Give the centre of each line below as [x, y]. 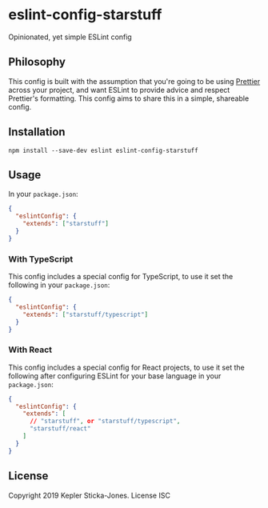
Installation [37, 132]
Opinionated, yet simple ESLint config [70, 37]
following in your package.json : [59, 285]
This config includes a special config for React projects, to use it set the [127, 367]
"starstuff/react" [60, 429]
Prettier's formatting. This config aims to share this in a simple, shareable [129, 98]
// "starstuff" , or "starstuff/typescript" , [105, 422]
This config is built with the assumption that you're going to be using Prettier [134, 81]
